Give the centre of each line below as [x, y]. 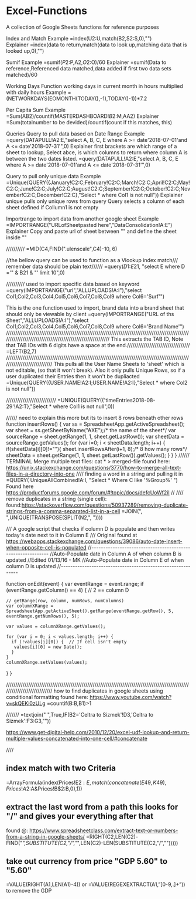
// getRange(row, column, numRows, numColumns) [65, 601]
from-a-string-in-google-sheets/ [45, 836]
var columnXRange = [30, 606]
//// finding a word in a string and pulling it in [129, 474]
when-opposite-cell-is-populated [46, 547]
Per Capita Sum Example [36, 110]
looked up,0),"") [25, 50]
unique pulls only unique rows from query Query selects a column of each [95, 201]
